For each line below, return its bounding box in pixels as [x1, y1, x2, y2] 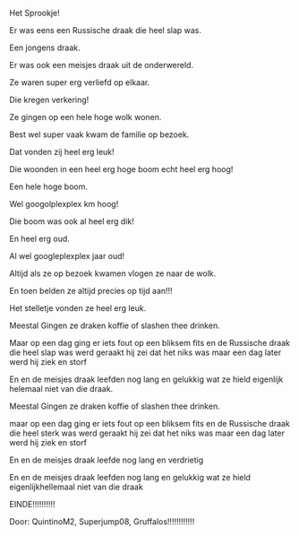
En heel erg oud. [9, 233, 70, 244]
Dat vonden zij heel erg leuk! [9, 147, 115, 157]
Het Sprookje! [9, 8, 60, 18]
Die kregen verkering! [9, 94, 90, 105]
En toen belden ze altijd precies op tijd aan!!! [9, 286, 173, 296]
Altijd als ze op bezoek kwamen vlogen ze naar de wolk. [9, 268, 217, 279]
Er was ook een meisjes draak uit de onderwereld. [9, 60, 194, 70]
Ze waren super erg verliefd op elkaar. [9, 77, 150, 88]
